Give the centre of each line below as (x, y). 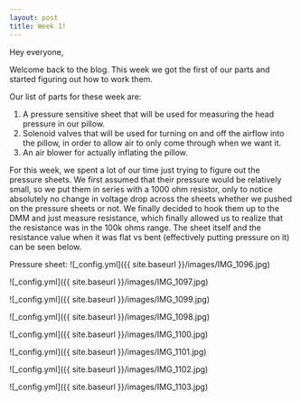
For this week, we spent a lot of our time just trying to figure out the (135, 170)
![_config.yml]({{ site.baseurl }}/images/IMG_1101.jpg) (108, 351)
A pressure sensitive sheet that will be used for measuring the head (148, 114)
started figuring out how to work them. (81, 79)
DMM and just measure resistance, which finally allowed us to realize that (146, 218)
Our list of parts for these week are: (75, 97)
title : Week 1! (38, 26)
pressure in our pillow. (64, 124)
